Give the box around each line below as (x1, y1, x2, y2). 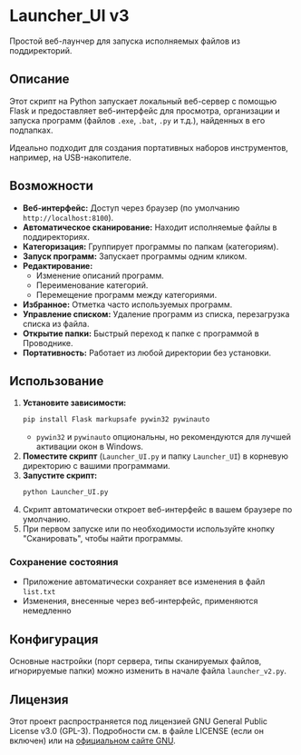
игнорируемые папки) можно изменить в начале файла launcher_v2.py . (9, 665, 287, 677)
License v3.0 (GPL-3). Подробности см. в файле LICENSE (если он (9, 726, 265, 737)
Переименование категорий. (35, 279, 149, 291)
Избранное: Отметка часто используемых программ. (22, 299, 233, 310)
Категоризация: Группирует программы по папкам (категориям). (22, 241, 279, 252)
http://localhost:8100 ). (22, 212, 114, 223)
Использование (9, 373, 104, 389)
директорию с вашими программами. (22, 461, 170, 472)
